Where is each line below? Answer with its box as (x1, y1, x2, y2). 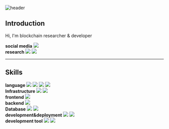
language (5, 82, 26, 88)
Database (5, 106, 26, 112)
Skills (5, 68, 23, 77)
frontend (5, 94, 24, 100)
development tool (5, 118, 43, 124)
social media (5, 43, 33, 49)
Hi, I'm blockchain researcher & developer (5, 33, 92, 39)
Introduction (5, 19, 45, 28)
